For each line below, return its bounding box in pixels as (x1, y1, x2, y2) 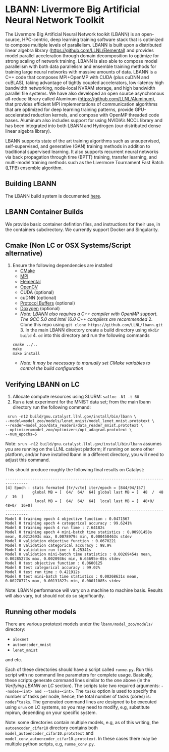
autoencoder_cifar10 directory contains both (5, 725, 98, 731)
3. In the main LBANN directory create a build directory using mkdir (20, 327, 160, 333)
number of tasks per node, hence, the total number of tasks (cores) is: (5, 693, 151, 699)
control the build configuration (20, 365, 84, 371)
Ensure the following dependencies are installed (12, 262, 112, 269)
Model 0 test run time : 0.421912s (5, 570, 80, 575)
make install (12, 351, 40, 356)
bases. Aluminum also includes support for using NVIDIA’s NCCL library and (5, 117, 163, 123)
